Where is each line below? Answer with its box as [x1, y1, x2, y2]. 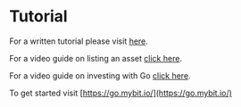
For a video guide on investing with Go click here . [9, 70, 191, 81]
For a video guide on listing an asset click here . [9, 53, 183, 63]
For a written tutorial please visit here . [9, 36, 149, 46]
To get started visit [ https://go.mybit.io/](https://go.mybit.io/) [9, 87, 232, 98]
